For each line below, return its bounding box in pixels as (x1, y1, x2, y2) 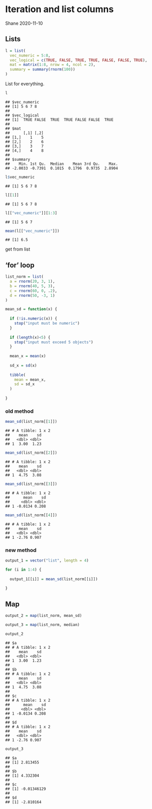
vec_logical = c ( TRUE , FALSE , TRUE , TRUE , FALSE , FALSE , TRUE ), (10, 57, 147, 63)
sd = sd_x (14, 382, 35, 387)
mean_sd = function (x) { (5, 306, 57, 312)
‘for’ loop (5, 261, 35, 269)
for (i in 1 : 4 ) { (5, 567, 42, 572)
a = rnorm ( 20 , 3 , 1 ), (10, 279, 55, 284)
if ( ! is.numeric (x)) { (10, 316, 57, 321)
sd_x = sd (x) (10, 363, 37, 368)
